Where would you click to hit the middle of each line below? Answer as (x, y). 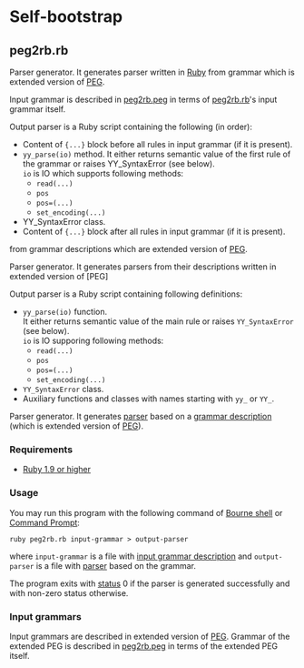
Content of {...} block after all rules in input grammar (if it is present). (154, 231)
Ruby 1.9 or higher (57, 470)
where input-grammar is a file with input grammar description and (131, 556)
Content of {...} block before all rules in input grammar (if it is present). (157, 144)
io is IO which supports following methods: (103, 173)
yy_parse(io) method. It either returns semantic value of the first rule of (157, 154)
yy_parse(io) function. (65, 312)
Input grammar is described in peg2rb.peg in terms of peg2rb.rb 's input (143, 99)
